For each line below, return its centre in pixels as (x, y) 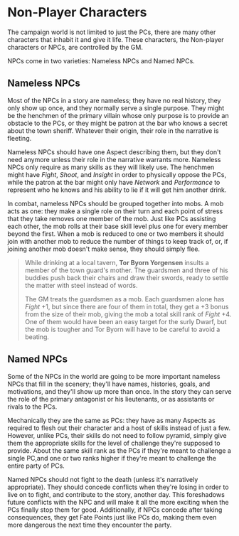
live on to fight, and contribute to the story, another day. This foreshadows (116, 494)
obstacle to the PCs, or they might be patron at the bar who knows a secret (117, 123)
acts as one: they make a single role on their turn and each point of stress (115, 211)
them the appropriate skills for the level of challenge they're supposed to (114, 443)
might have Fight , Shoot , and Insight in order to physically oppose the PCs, (117, 174)
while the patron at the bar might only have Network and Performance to (114, 182)
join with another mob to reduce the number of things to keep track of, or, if (118, 241)
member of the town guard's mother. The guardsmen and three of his (127, 270)
